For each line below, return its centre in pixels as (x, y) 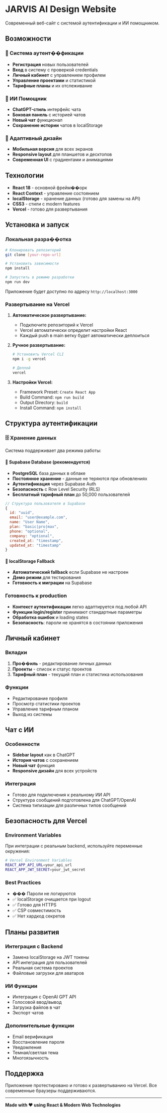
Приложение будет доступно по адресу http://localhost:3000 (71, 291)
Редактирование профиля (40, 698)
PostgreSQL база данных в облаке (49, 473)
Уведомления (27, 1047)
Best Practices (23, 883)
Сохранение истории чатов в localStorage (57, 125)
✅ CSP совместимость (37, 910)
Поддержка (24, 1074)
